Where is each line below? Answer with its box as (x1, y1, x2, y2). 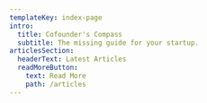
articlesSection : (9, 47, 75, 56)
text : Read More (25, 72, 87, 81)
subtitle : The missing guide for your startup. (17, 38, 200, 47)
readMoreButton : (17, 64, 78, 73)
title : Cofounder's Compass (17, 30, 123, 39)
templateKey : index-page (9, 13, 103, 22)
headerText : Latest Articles (17, 55, 127, 64)
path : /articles (25, 80, 87, 89)
